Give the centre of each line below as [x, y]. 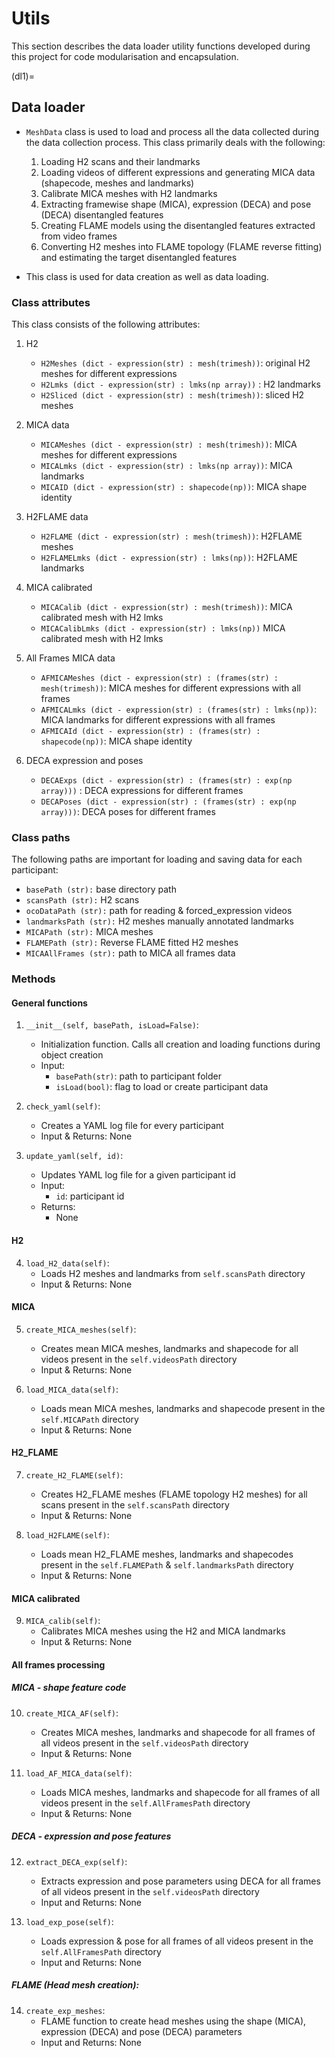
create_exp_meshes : [65, 2010]
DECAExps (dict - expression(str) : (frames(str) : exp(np [166, 781]
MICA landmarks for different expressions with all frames [158, 720]
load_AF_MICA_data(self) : [79, 1773]
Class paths [41, 837]
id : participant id [90, 1196]
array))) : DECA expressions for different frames [142, 791]
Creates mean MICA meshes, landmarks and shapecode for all [169, 1348]
